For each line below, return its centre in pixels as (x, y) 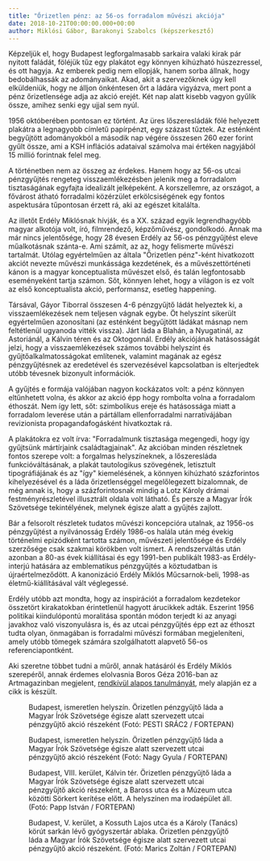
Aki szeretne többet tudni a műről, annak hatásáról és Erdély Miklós (120, 666)
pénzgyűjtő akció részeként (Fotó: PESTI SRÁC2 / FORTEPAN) (131, 725)
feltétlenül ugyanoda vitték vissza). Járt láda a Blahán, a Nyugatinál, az (126, 331)
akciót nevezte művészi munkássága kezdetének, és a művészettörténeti (130, 264)
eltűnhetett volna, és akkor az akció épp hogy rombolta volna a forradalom (132, 398)
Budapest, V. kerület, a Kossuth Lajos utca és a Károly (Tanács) (133, 823)
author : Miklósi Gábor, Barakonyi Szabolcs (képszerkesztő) (112, 31)
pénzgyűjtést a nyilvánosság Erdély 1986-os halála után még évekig (121, 532)
